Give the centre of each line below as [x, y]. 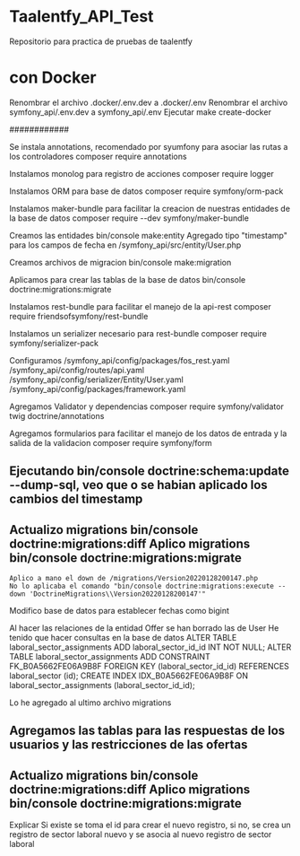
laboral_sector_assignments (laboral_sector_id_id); [102, 686]
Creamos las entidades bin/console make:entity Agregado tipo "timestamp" [149, 235]
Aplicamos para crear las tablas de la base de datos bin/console [128, 279]
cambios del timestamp [76, 499]
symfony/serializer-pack [54, 343]
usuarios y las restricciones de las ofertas [129, 745]
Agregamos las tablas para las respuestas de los [147, 731]
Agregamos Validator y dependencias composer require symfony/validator [146, 406]
